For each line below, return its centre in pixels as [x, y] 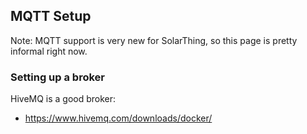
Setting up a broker [57, 77]
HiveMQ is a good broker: [63, 99]
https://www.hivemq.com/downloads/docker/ [118, 118]
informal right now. [49, 51]
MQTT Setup [51, 16]
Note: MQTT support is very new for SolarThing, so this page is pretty [154, 40]
